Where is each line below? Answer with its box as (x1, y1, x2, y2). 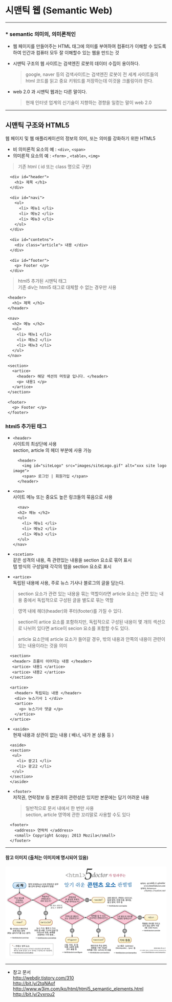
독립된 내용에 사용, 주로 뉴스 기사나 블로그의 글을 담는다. (12, 580, 125, 586)
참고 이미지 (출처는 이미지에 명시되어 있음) (5, 854, 89, 861)
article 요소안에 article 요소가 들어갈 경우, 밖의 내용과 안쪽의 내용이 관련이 (17, 636, 165, 642)
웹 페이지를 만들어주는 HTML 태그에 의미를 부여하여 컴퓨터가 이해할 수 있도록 (12, 43, 166, 49)
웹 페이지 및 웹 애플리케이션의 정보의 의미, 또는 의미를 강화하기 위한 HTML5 (5, 135, 156, 141)
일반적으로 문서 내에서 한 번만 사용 (25, 805, 94, 811)
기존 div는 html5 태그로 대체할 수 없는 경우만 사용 (17, 284, 117, 290)
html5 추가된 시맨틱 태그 (17, 278, 67, 284)
